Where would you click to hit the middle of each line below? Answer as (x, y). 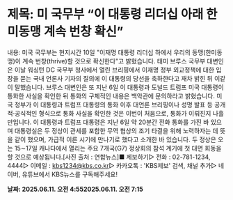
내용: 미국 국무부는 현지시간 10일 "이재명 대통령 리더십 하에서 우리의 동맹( (106, 52)
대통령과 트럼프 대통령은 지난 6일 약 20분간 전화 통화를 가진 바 (125, 122)
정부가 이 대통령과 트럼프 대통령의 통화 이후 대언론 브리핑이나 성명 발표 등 (114, 105)
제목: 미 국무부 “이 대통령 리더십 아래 (105, 14)
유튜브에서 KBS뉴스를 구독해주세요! (70, 174)
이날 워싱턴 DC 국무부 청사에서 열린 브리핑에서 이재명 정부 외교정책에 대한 (114, 70)
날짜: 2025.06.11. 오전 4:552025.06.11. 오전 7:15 (75, 189)
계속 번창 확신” (83, 32)
